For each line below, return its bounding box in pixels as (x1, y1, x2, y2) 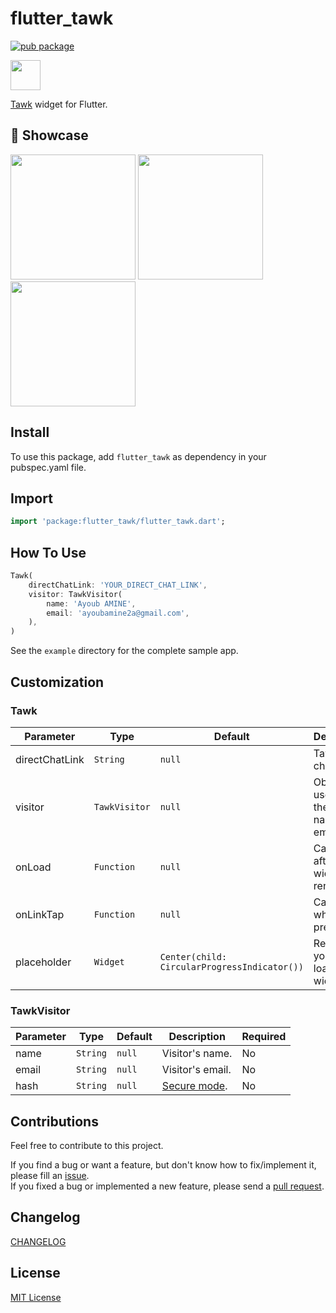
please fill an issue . (10, 1169, 90, 1181)
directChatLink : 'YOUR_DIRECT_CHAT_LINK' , (28, 580, 208, 590)
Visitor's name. (161, 1047, 233, 1061)
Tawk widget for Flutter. (10, 98, 108, 110)
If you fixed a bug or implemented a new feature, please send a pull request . (10, 1180, 325, 1192)
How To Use (10, 544, 87, 561)
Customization (10, 673, 105, 691)
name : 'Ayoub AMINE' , (46, 598, 137, 609)
